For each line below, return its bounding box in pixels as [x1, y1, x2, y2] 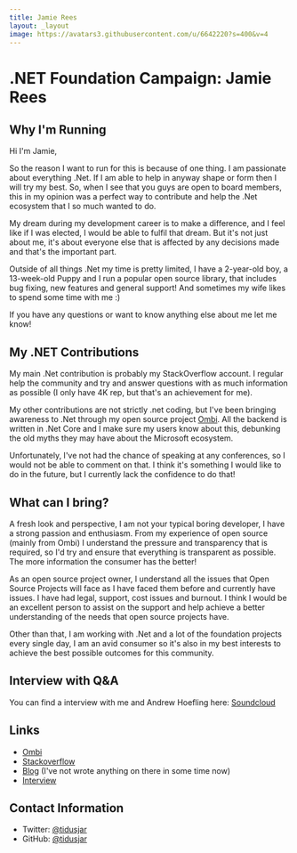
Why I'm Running [9, 122, 107, 137]
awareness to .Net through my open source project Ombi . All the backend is [9, 414, 287, 425]
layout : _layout [9, 21, 69, 30]
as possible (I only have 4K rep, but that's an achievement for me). [9, 387, 253, 398]
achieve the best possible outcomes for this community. [9, 647, 215, 658]
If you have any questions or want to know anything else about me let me [9, 309, 277, 321]
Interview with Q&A [9, 673, 119, 688]
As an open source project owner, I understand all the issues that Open [9, 573, 269, 584]
